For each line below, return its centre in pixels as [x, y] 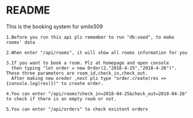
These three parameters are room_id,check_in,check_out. [77, 73]
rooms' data [21, 42]
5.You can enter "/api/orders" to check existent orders [77, 109]
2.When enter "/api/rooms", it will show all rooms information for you [97, 53]
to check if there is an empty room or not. [61, 99]
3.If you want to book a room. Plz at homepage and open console [87, 63]
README [28, 10]
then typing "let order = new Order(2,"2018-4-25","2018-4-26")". [94, 68]
